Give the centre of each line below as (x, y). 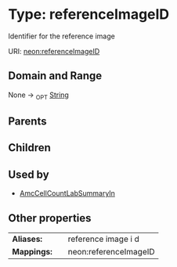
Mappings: (33, 251)
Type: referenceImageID (89, 14)
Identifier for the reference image (61, 36)
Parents (27, 121)
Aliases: (27, 239)
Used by (29, 174)
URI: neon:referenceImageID (54, 51)
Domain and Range (55, 76)
